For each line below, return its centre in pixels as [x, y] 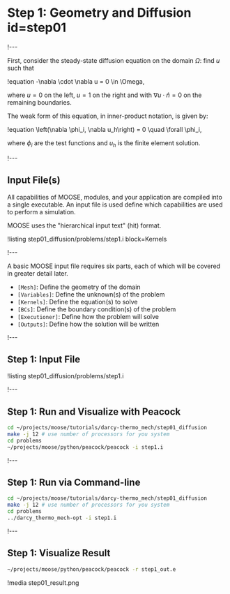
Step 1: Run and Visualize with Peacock [94, 411]
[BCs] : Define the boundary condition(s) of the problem [97, 309]
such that [21, 68]
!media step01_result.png [43, 582]
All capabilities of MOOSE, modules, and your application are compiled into [115, 197]
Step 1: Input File [44, 359]
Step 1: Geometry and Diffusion [99, 13]
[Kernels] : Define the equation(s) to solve [77, 302]
